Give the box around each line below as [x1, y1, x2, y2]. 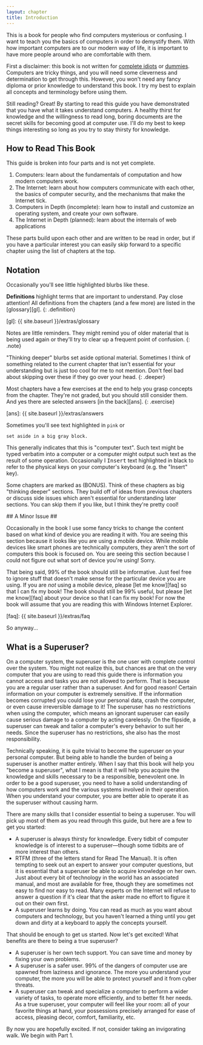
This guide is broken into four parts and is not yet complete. [6, 159, 156, 167]
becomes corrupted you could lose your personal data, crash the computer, [6, 696, 195, 704]
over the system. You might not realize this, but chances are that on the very [6, 664, 197, 672]
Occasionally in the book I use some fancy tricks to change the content [6, 525, 184, 532]
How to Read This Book [6, 143, 96, 154]
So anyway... [6, 624, 38, 631]
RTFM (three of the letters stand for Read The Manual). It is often [15, 854, 178, 862]
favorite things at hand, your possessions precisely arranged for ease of [15, 1007, 196, 1014]
